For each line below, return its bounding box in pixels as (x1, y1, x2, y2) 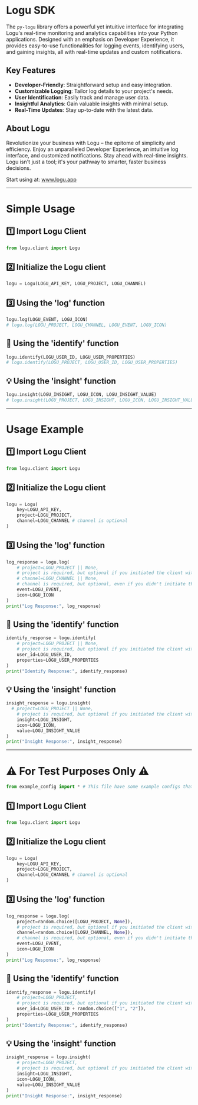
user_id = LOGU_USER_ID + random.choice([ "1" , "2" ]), (16, 1006, 146, 1012)
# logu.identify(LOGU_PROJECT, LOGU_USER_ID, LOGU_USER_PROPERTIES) (6, 359, 178, 366)
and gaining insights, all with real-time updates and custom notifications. (6, 48, 183, 55)
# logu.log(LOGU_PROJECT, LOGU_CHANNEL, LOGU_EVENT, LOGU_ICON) (6, 322, 167, 328)
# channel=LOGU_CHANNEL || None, (16, 575, 99, 582)
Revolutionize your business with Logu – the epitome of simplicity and (6, 139, 176, 146)
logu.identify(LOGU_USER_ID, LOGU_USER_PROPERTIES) (6, 354, 136, 360)
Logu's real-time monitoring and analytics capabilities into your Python (6, 29, 178, 36)
